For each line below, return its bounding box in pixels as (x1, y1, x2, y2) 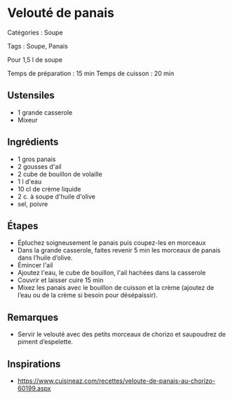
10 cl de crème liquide (17, 184, 81, 193)
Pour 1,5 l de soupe (7, 55, 63, 64)
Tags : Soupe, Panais (7, 42, 68, 50)
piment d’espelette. (17, 338, 74, 346)
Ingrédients (7, 136, 59, 148)
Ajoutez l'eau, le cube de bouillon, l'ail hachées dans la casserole (17, 269, 206, 277)
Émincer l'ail (17, 261, 53, 270)
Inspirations (7, 357, 61, 370)
